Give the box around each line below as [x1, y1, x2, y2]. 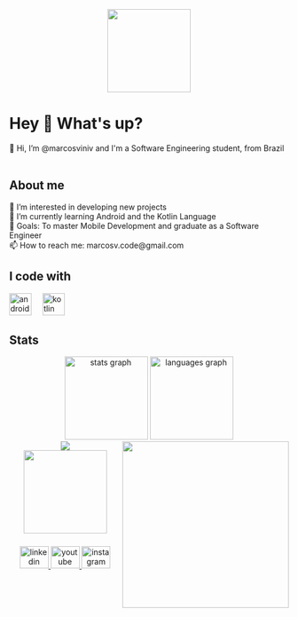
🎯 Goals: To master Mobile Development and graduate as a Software [9, 220, 260, 231]
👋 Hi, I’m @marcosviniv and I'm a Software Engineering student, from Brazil [9, 142, 285, 154]
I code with [9, 269, 72, 284]
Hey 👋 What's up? [9, 114, 144, 134]
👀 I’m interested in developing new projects [9, 202, 167, 212]
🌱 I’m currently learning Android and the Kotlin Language [9, 210, 216, 221]
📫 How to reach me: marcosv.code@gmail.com [9, 240, 184, 250]
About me [9, 178, 65, 194]
